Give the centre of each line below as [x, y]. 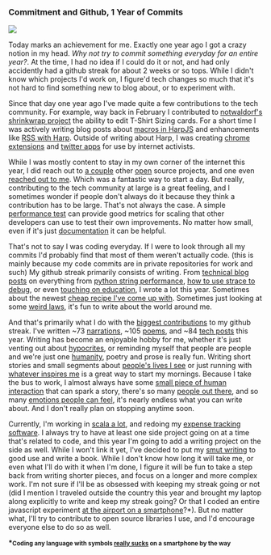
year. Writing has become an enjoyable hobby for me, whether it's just [125, 340]
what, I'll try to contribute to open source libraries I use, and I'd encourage [132, 519]
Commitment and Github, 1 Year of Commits [96, 12]
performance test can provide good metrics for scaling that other [117, 214]
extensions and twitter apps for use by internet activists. [102, 146]
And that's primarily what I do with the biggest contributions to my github [130, 323]
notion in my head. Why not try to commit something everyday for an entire [133, 53]
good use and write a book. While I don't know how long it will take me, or [131, 459]
